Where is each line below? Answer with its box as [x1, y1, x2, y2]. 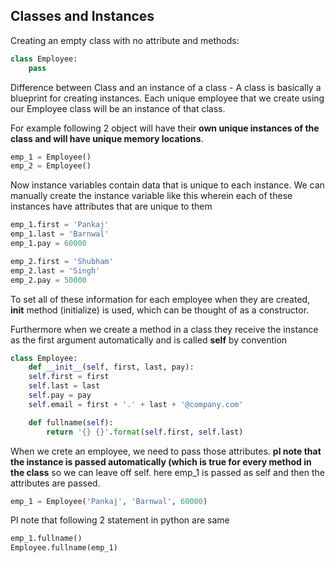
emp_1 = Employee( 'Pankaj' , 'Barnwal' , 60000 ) [10, 496, 208, 506]
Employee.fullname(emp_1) [10, 543, 118, 553]
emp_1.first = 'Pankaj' [10, 220, 110, 230]
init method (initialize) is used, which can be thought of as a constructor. [10, 304, 310, 316]
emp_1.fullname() [10, 534, 83, 544]
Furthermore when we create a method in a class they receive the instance [10, 323, 319, 335]
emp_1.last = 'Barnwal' [10, 229, 110, 239]
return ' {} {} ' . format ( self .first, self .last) [46, 427, 244, 437]
